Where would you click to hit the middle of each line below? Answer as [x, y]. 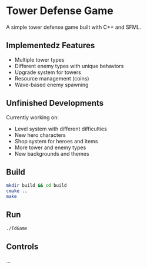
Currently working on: [32, 117]
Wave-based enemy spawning [51, 85]
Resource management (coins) [52, 78]
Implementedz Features [51, 46]
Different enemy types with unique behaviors [69, 66]
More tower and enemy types [50, 147]
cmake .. [17, 191]
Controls [22, 247]
